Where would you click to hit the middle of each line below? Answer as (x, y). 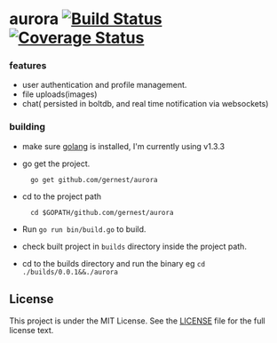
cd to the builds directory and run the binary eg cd (114, 263)
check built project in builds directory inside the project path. (134, 246)
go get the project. (56, 164)
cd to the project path (62, 196)
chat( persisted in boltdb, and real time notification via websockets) (145, 104)
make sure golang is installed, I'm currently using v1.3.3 (123, 146)
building (28, 127)
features (28, 66)
